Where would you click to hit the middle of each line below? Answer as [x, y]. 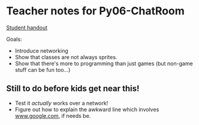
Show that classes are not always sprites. [66, 57]
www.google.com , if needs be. [53, 115]
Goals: [14, 39]
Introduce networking [42, 51]
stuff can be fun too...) [43, 69]
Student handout [27, 28]
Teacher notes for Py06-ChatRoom [95, 11]
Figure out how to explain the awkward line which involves [87, 109]
